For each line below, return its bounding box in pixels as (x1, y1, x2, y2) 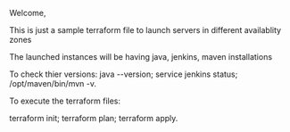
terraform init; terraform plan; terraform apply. (9, 113, 178, 123)
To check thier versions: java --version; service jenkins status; (9, 69, 238, 79)
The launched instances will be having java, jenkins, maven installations (9, 52, 273, 62)
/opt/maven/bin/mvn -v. (9, 78, 96, 88)
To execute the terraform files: (9, 95, 121, 106)
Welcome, (9, 8, 46, 18)
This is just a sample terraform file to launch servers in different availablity (9, 25, 282, 35)
